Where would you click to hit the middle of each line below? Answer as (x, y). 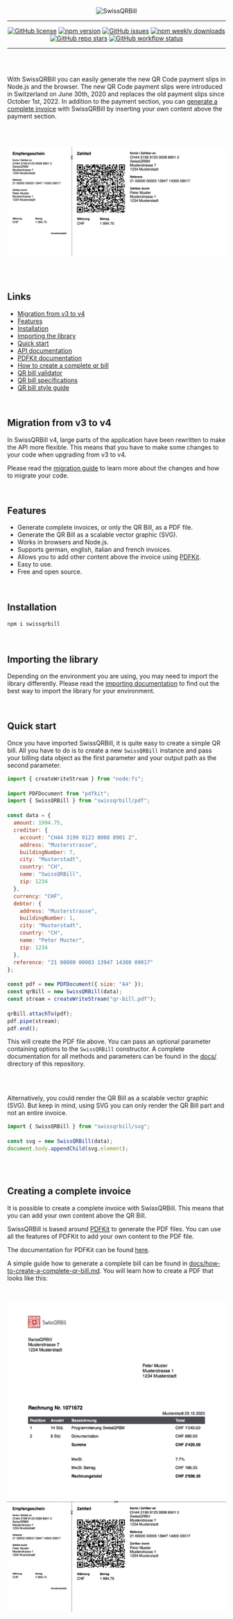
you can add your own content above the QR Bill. (77, 1215)
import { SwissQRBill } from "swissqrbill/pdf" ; (79, 801)
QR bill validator (40, 372)
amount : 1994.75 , (38, 823)
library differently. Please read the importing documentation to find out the (113, 683)
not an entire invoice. (37, 1113)
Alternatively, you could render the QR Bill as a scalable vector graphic (108, 1098)
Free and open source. (50, 572)
